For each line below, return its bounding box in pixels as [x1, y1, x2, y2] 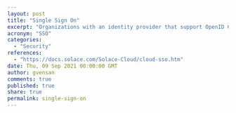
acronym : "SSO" [7, 29, 52, 37]
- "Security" [13, 43, 52, 50]
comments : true [7, 75, 52, 83]
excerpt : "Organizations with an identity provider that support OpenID [7, 23, 225, 30]
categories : [7, 36, 42, 44]
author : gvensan [7, 69, 55, 76]
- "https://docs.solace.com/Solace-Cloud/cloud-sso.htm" [13, 56, 184, 63]
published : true [7, 82, 55, 89]
